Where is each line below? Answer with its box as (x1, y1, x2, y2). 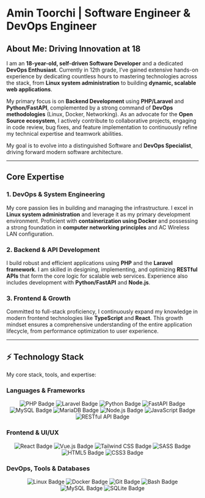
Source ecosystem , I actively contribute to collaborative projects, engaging (6, 117, 196, 124)
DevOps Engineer (6, 19, 97, 33)
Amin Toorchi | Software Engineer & (6, 6, 191, 20)
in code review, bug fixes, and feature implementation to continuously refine (6, 124, 198, 131)
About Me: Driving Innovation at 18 (6, 43, 141, 54)
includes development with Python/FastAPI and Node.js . (6, 278, 151, 286)
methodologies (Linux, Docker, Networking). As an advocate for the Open (6, 111, 193, 117)
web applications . (6, 86, 53, 93)
